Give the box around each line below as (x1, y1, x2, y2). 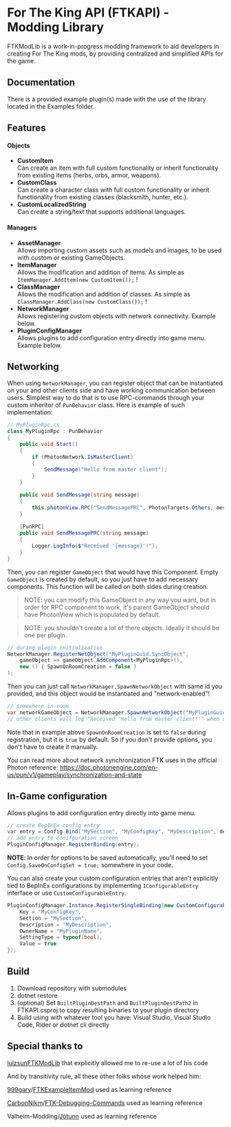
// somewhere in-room (7, 703, 69, 710)
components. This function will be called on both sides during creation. (7, 582, 208, 590)
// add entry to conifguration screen (7, 835, 118, 842)
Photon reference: (7, 763, 58, 771)
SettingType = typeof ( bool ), (19, 934, 103, 941)
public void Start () (19, 440, 78, 447)
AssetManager (16, 238, 61, 247)
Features (7, 122, 46, 134)
